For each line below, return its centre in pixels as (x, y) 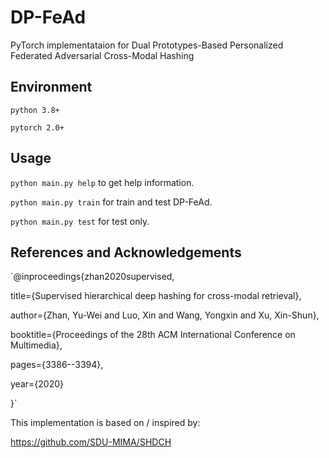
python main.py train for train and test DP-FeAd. (111, 202)
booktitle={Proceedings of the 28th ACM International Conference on (153, 335)
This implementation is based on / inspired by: (105, 423)
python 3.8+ (35, 110)
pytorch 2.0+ (37, 127)
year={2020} (37, 384)
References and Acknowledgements (126, 252)
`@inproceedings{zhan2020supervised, (92, 277)
